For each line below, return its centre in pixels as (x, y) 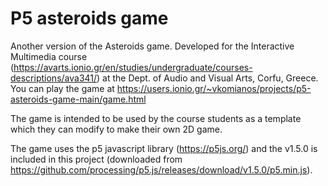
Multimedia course (49, 56)
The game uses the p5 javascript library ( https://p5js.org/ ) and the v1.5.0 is (164, 148)
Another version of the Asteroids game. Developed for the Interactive (152, 46)
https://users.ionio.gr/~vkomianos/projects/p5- (214, 88)
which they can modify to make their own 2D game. (116, 129)
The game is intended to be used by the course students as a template (156, 118)
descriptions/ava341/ (54, 78)
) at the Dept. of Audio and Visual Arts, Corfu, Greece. (207, 78)
